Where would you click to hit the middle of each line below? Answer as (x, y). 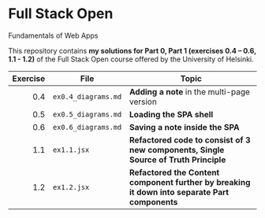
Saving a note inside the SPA (185, 127)
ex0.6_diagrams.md (87, 127)
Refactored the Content (174, 172)
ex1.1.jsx (71, 150)
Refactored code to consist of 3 (190, 140)
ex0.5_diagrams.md (87, 114)
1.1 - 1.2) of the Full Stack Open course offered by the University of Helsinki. (131, 59)
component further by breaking (190, 182)
